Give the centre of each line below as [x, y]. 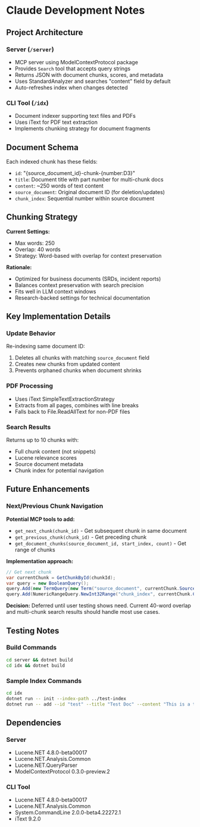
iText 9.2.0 [28, 819]
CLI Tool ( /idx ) [27, 103]
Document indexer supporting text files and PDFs [75, 116]
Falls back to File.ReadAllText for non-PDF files [72, 411]
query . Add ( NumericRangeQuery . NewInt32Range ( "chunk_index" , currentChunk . [100, 594]
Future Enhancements [48, 489]
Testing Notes [33, 631]
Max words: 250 [35, 243]
